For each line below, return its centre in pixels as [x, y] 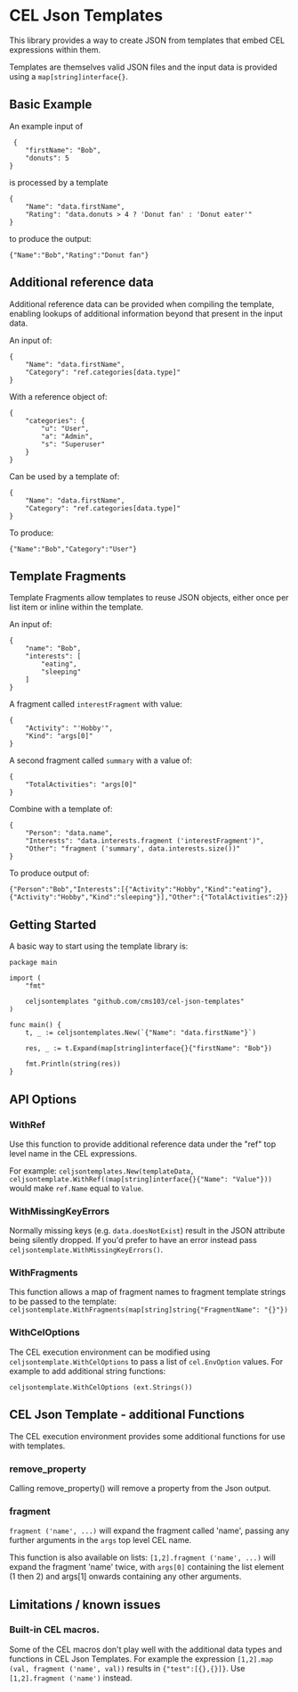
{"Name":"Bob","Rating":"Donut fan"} [79, 255]
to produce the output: [50, 238]
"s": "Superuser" [73, 444]
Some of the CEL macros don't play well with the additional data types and [146, 1649]
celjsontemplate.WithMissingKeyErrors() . [86, 1249]
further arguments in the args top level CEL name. [101, 1540]
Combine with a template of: [61, 809]
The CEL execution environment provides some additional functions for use [147, 1436]
